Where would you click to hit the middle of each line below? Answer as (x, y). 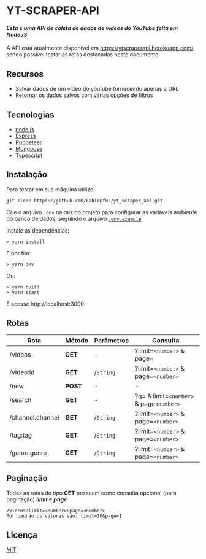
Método (77, 340)
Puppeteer (29, 142)
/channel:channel (34, 417)
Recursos (25, 74)
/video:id (22, 372)
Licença (22, 535)
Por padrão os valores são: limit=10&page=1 (64, 516)
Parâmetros (112, 340)
